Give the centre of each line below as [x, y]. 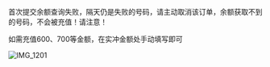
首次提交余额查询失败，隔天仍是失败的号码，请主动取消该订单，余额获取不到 [135, 12]
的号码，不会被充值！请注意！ [58, 22]
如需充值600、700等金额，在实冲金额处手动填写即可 [96, 39]
